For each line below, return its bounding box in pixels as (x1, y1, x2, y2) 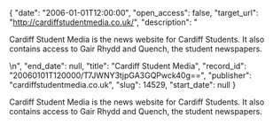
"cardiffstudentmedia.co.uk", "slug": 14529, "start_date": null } (9, 80, 237, 90)
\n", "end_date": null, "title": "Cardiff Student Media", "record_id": (9, 61, 246, 71)
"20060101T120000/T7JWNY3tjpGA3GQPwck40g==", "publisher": (9, 70, 253, 81)
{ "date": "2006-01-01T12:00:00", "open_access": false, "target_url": (9, 8, 259, 18)
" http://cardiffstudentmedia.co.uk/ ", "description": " (9, 17, 198, 27)
